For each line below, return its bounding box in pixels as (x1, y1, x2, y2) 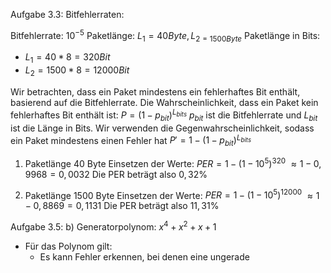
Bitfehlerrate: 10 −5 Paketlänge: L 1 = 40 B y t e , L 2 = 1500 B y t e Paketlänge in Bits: (10, 28, 321, 44)
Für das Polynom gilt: (24, 240, 113, 252)
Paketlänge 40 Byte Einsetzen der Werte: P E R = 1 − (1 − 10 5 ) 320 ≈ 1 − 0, (24, 155, 322, 169)
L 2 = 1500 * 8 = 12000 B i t (24, 64, 130, 79)
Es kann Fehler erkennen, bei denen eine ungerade (39, 250, 250, 263)
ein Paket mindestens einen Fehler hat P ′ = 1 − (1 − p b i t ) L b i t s (10, 132, 252, 148)
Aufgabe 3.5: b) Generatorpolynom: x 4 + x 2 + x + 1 (10, 219, 217, 233)
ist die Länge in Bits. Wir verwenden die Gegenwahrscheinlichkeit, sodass (10, 122, 315, 134)
